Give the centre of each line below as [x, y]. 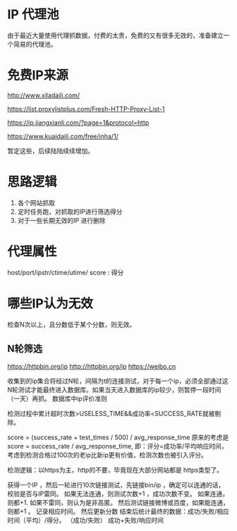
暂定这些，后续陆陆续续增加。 [50, 151]
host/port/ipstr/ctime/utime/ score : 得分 [66, 272]
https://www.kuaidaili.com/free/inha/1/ [63, 136]
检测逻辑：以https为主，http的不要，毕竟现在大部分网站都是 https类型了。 [115, 470]
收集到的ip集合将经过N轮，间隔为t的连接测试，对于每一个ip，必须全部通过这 [118, 381]
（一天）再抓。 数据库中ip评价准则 [57, 398]
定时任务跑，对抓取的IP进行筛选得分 [70, 212]
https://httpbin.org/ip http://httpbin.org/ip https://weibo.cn [92, 366]
